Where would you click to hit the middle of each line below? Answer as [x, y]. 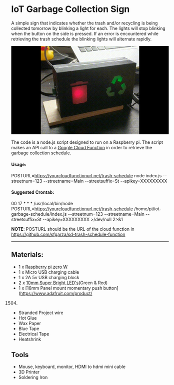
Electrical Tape [34, 334]
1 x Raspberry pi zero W [43, 267]
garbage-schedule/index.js [39, 214]
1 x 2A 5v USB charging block [49, 277]
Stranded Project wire [41, 313]
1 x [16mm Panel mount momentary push [60, 288]
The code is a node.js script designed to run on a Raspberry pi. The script [87, 142]
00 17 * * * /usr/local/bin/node [42, 203]
